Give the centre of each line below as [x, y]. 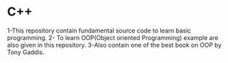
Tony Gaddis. [26, 52]
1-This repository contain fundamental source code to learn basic [99, 30]
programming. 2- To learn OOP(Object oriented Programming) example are [113, 37]
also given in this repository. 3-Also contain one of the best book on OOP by [114, 45]
